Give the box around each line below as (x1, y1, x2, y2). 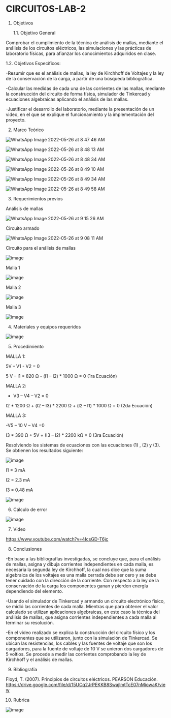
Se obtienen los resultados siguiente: (6, 447, 83, 453)
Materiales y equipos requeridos (13, 323, 81, 330)
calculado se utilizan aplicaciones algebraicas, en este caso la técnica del (6, 609, 160, 615)
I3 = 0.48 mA (6, 487, 33, 493)
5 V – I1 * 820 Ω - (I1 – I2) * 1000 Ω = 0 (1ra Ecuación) (6, 373, 117, 379)
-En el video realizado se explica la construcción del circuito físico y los (6, 629, 155, 636)
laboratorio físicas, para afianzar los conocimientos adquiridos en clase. (6, 50, 156, 56)
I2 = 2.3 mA (6, 476, 30, 483)
